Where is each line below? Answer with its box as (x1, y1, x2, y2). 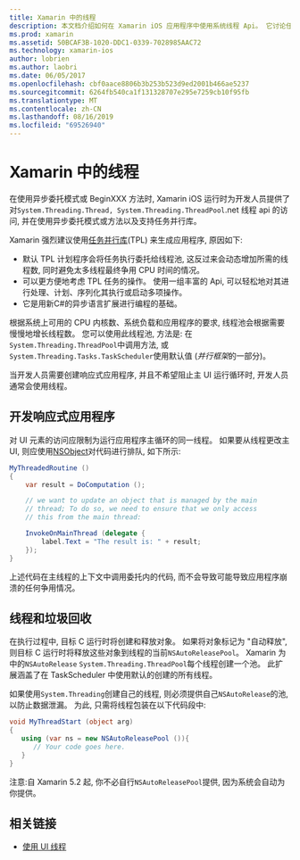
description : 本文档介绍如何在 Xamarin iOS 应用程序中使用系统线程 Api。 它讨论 (9, 21, 287, 30)
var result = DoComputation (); (25, 480, 146, 489)
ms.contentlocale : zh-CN (9, 104, 102, 113)
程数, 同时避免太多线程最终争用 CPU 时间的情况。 (21, 264, 205, 275)
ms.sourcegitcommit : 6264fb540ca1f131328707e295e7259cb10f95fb (9, 87, 250, 96)
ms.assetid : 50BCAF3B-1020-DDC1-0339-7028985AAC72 (9, 37, 202, 47)
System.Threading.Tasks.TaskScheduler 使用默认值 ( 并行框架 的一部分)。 (9, 350, 271, 361)
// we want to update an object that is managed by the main (25, 496, 257, 505)
